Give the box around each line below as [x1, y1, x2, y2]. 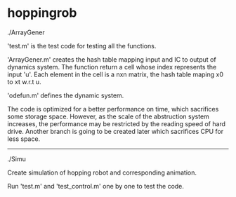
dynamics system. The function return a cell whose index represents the [7, 62, 217, 71]
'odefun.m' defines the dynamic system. [7, 91, 124, 100]
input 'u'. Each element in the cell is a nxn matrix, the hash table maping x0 [7, 70, 223, 79]
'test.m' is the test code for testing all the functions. [7, 41, 157, 50]
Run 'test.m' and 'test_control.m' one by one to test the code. [7, 182, 185, 190]
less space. [7, 135, 41, 143]
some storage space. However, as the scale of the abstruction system [7, 112, 209, 121]
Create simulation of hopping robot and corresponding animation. [7, 168, 197, 177]
